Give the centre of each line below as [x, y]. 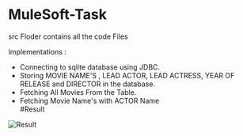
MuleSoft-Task [57, 15]
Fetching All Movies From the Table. [78, 92]
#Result [32, 109]
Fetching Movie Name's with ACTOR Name [89, 100]
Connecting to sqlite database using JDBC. [90, 67]
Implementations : [38, 51]
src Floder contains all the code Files [68, 36]
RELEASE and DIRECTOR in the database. [87, 84]
